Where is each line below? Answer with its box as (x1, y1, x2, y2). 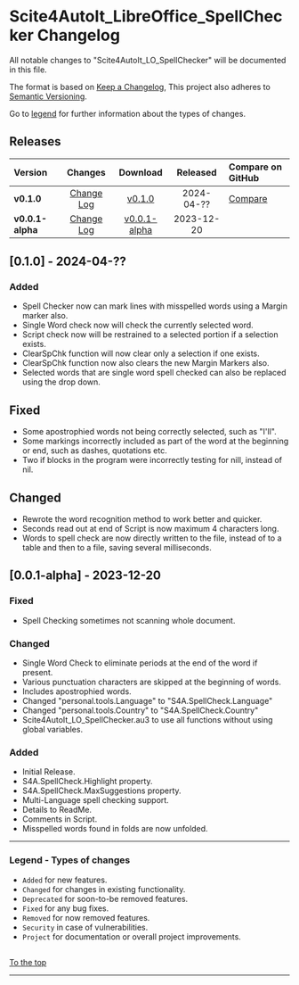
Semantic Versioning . (9, 91, 87, 102)
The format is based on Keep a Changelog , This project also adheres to (9, 81, 271, 92)
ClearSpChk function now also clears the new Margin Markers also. (21, 358, 270, 368)
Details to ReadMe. (21, 805, 92, 815)
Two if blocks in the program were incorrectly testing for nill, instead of (21, 455, 283, 466)
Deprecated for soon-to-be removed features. (21, 893, 189, 904)
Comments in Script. (21, 814, 98, 824)
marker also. (21, 310, 69, 321)
